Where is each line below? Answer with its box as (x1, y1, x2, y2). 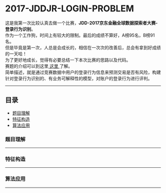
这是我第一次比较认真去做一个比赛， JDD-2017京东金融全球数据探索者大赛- (5, 20, 158, 26)
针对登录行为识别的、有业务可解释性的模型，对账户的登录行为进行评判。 (5, 75, 152, 81)
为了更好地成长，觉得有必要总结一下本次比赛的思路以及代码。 (5, 57, 131, 63)
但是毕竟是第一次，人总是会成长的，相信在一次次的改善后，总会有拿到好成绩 (5, 44, 161, 50)
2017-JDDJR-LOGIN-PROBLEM (5, 3, 134, 14)
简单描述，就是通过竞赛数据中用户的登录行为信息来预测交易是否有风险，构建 (5, 69, 161, 75)
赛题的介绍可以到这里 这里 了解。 (5, 63, 73, 69)
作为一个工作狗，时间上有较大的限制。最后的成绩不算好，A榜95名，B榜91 (5, 32, 155, 38)
